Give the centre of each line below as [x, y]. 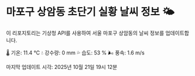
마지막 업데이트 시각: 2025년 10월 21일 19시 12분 [62, 67]
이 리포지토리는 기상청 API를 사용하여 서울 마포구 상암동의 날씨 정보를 [85, 33]
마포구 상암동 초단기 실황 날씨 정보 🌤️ [90, 12]
